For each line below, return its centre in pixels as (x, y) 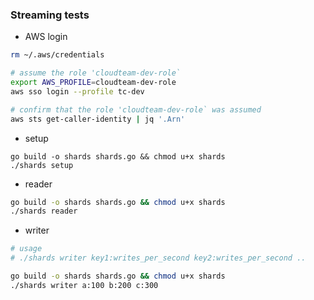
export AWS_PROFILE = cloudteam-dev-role (93, 83)
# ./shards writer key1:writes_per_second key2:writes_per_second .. (158, 258)
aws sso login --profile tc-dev (77, 91)
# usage (26, 249)
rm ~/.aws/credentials (57, 55)
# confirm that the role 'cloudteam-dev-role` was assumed (136, 109)
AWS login (46, 37)
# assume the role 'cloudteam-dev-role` (96, 73)
